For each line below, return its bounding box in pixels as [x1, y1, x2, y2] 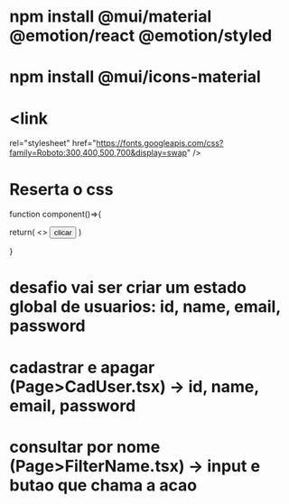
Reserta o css [9, 179, 114, 199]
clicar [53, 228, 72, 238]
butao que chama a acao [9, 475, 197, 495]
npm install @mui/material [9, 6, 212, 27]
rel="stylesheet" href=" [9, 138, 97, 149]
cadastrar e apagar [9, 357, 155, 378]
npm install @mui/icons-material [9, 67, 262, 87]
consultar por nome [9, 436, 161, 457]
